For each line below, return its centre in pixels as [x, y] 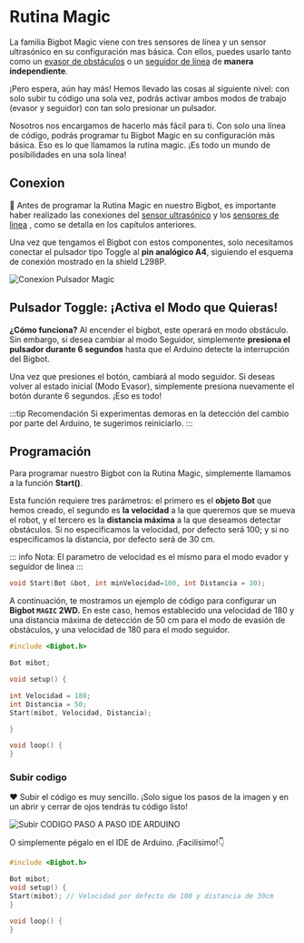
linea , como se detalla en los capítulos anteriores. [103, 224]
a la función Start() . [46, 483]
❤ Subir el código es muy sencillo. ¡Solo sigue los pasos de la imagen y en [149, 797]
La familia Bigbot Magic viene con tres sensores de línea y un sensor [138, 42]
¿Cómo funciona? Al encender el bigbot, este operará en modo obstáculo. [149, 330]
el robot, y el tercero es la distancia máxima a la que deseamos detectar [145, 520]
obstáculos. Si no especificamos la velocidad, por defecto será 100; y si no [149, 530]
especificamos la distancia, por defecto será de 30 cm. [113, 540]
